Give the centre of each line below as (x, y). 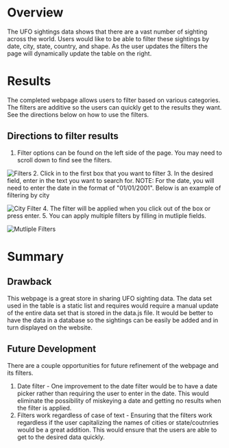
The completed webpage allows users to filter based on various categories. (114, 100)
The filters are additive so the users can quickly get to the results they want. (114, 107)
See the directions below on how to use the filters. (78, 114)
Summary (35, 257)
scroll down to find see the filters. (64, 160)
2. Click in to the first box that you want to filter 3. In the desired (123, 173)
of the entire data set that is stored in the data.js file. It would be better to (110, 312)
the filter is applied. (44, 408)
